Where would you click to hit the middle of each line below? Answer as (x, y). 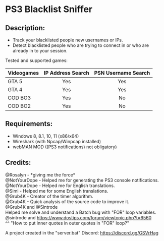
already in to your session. (40, 51)
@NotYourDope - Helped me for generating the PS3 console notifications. (82, 180)
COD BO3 (19, 98)
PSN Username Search (122, 73)
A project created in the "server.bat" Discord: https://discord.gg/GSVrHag (82, 232)
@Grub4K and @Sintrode (32, 207)
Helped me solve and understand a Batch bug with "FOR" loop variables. (81, 212)
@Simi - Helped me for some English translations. (57, 191)
